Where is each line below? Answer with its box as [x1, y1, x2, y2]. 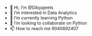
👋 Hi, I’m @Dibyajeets [9, 5, 54, 10]
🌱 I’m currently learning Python [9, 15, 73, 20]
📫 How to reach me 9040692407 [9, 26, 79, 31]
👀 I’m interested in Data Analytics [9, 10, 77, 16]
